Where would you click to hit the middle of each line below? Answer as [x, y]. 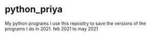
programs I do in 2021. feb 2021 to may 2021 [52, 28]
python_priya [34, 9]
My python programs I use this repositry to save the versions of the [75, 23]
